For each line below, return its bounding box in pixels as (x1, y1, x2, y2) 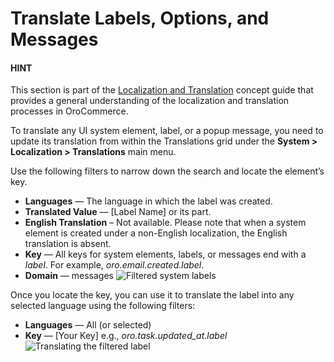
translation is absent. (24, 238, 112, 250)
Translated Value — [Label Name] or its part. (24, 206, 212, 218)
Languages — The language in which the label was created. (24, 195, 273, 207)
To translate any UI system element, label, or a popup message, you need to (10, 125, 324, 137)
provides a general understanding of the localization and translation (10, 95, 290, 107)
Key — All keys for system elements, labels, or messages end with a (24, 248, 307, 261)
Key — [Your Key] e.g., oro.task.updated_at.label (24, 330, 228, 342)
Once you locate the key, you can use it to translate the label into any (10, 289, 295, 301)
